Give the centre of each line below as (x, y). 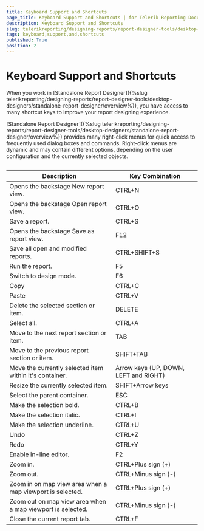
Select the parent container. (49, 396)
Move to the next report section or (58, 333)
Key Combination (155, 176)
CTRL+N (127, 190)
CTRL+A (127, 323)
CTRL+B (127, 405)
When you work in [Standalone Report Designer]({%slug (77, 92)
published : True (27, 40)
